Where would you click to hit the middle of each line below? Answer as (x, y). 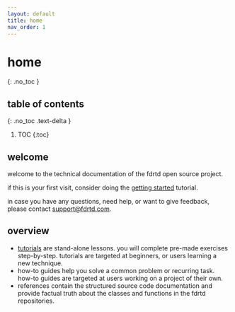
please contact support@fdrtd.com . (59, 209)
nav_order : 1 (27, 27)
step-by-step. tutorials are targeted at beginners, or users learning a (117, 255)
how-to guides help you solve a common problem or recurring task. (116, 270)
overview (28, 231)
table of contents (46, 104)
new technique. (40, 263)
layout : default (31, 14)
